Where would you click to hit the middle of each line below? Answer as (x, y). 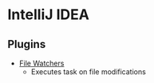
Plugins (27, 44)
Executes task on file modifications (89, 72)
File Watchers (41, 63)
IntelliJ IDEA (48, 15)
